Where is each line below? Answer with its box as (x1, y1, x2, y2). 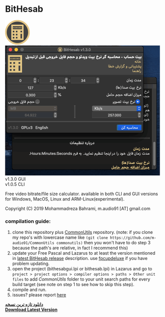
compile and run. (12, 287, 47, 292)
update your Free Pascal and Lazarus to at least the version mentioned (12, 250, 156, 256)
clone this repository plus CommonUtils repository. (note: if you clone (12, 229, 153, 235)
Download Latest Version (5, 306, 58, 313)
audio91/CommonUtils (12, 240, 55, 245)
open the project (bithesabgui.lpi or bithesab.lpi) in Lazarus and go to (12, 265, 152, 271)
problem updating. (12, 260, 50, 266)
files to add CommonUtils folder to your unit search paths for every (12, 276, 151, 282)
